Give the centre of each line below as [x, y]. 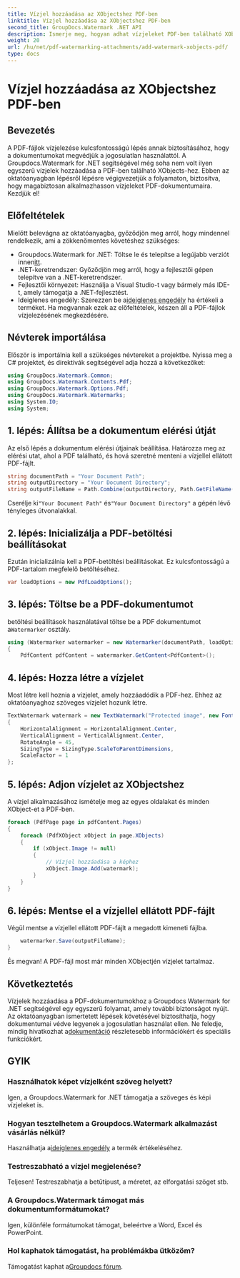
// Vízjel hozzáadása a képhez [92, 862]
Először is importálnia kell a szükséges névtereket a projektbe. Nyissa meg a [120, 355]
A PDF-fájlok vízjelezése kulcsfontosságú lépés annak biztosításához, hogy [119, 148]
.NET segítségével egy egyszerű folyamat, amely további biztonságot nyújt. [118, 1008]
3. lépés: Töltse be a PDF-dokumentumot [101, 604]
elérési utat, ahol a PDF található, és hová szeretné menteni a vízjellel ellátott [120, 456]
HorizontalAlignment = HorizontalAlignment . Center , [99, 729]
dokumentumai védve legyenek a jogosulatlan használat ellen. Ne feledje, [115, 1023]
